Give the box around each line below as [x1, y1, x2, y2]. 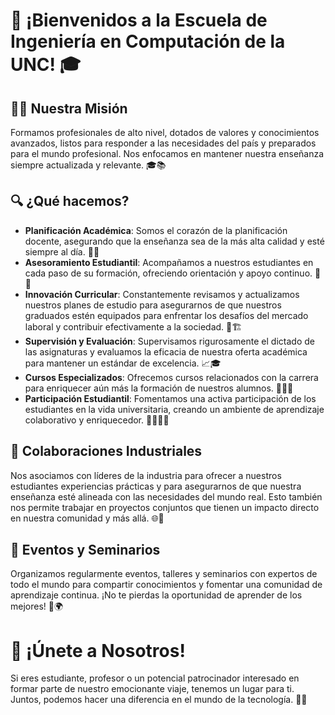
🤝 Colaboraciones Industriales [10, 443, 203, 460]
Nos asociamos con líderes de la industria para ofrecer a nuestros [10, 469, 282, 481]
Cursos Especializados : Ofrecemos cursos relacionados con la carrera [24, 371, 319, 383]
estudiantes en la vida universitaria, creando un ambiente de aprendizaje [24, 403, 325, 415]
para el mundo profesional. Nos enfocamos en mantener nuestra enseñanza [10, 148, 325, 159]
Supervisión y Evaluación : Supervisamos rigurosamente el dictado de [24, 335, 315, 347]
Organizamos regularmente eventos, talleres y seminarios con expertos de [10, 568, 318, 580]
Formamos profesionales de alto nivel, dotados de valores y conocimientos [10, 127, 320, 138]
